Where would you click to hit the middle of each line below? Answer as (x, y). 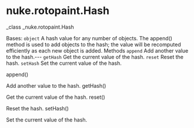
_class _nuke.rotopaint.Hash (40, 27)
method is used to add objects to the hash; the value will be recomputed (93, 44)
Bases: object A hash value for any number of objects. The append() (89, 38)
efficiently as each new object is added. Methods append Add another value (97, 50)
